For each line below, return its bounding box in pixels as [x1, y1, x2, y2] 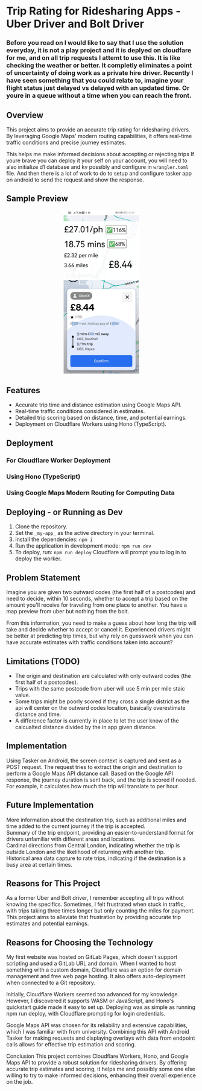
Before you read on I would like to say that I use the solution [6, 39, 184, 47]
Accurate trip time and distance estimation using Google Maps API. [14, 401, 182, 408]
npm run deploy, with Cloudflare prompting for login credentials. [6, 1010, 166, 1017]
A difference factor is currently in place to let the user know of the [14, 717, 179, 724]
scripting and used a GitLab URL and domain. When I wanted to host [6, 960, 176, 967]
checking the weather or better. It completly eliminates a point [6, 62, 192, 70]
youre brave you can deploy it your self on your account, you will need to [6, 157, 188, 164]
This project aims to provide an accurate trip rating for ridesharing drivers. [6, 125, 191, 133]
